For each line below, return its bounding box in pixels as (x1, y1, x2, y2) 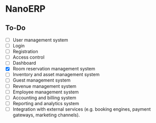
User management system (12, 37, 68, 43)
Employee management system (12, 89, 79, 95)
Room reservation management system (12, 66, 95, 72)
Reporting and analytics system (12, 100, 79, 106)
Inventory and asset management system (12, 71, 100, 78)
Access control (12, 54, 45, 60)
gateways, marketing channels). (12, 112, 80, 118)
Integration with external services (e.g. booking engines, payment (12, 106, 151, 112)
